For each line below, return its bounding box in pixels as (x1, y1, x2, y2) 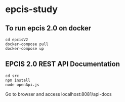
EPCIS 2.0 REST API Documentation (5, 60, 120, 69)
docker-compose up (5, 46, 44, 51)
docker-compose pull (5, 42, 49, 47)
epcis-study (5, 4, 58, 15)
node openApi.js (5, 82, 39, 87)
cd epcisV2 (5, 37, 28, 42)
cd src (5, 73, 19, 78)
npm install (5, 78, 30, 83)
